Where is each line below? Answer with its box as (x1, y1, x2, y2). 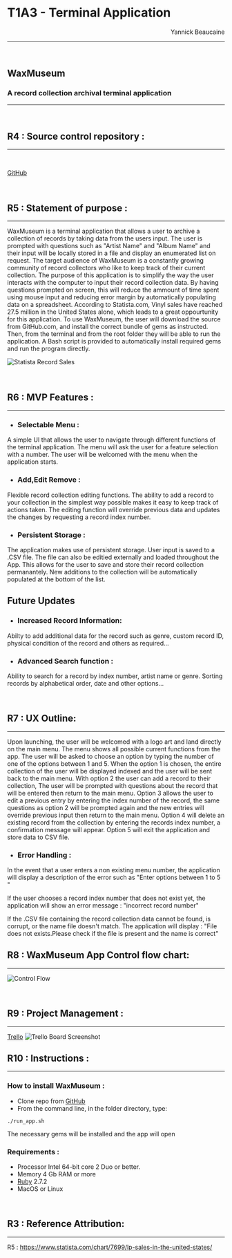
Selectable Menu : (17, 420, 79, 429)
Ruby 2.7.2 (17, 1177, 48, 1186)
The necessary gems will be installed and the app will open (7, 1129, 176, 1138)
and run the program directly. (7, 344, 90, 353)
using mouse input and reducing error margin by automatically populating (7, 293, 216, 301)
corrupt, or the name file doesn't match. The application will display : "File (7, 922, 217, 930)
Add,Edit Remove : (17, 475, 81, 485)
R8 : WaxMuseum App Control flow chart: (7, 949, 190, 961)
